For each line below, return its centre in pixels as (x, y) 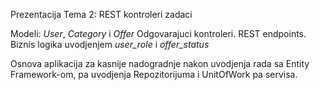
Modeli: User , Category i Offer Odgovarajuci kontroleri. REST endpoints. (158, 33)
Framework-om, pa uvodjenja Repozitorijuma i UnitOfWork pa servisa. (154, 74)
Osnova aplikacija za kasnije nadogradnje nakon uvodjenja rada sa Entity (160, 63)
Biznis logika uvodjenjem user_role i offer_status (110, 44)
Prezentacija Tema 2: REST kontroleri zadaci (101, 14)
